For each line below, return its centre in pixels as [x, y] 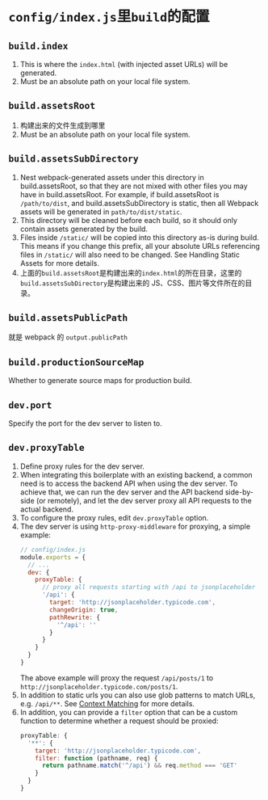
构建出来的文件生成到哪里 [63, 125]
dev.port [30, 405]
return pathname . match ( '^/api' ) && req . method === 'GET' [140, 766]
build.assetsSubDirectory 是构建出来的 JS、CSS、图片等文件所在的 [132, 283]
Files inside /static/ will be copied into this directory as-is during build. [140, 237]
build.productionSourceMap [76, 362]
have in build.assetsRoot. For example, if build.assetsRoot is [119, 194]
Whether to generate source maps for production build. [100, 381]
